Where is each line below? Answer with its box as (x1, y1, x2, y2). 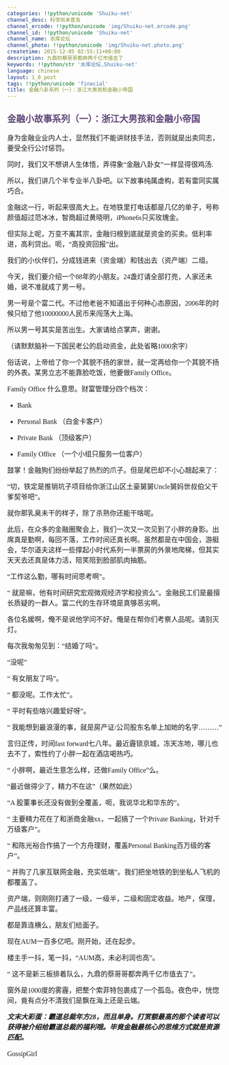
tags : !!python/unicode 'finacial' (7, 80, 109, 87)
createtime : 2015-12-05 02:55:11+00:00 (7, 49, 121, 56)
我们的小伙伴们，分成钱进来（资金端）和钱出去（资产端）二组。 (7, 256, 213, 265)
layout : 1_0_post (7, 73, 57, 81)
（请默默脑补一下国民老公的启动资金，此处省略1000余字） (7, 342, 193, 350)
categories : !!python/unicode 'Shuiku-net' (7, 10, 133, 17)
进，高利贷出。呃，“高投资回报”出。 (7, 241, 123, 249)
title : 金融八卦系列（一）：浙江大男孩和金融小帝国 (7, 86, 133, 93)
